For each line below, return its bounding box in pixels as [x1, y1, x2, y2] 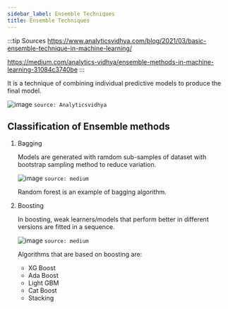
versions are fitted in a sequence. [17, 223, 115, 231]
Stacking [28, 294, 54, 303]
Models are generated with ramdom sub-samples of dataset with [17, 153, 207, 161]
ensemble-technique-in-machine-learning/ [7, 44, 133, 52]
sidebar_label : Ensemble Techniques [7, 10, 115, 18]
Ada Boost [28, 272, 59, 280]
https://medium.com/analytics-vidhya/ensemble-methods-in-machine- [7, 57, 214, 66]
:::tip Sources [7, 36, 46, 45]
